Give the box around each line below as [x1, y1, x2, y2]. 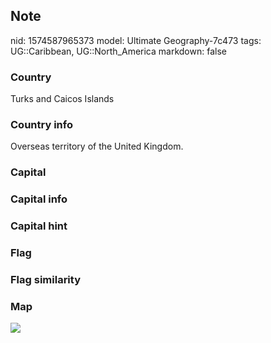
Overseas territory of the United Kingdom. [10, 140, 184, 153]
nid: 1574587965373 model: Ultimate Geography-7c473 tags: [10, 34, 262, 46]
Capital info [10, 192, 68, 206]
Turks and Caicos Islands [10, 93, 115, 105]
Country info [10, 118, 73, 132]
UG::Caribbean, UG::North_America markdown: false [10, 45, 227, 57]
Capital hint [10, 219, 68, 233]
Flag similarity [10, 273, 81, 287]
